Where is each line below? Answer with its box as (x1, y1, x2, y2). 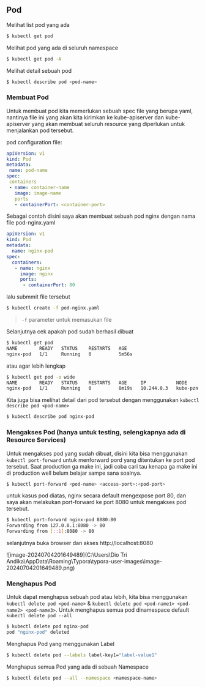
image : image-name (14, 190, 62, 196)
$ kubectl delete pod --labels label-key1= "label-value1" (6, 652, 157, 658)
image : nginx (20, 270, 53, 277)
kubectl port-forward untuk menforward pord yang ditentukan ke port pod (6, 456, 195, 464)
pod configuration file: (6, 138, 62, 146)
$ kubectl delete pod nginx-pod (6, 623, 89, 629)
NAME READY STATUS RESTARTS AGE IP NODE (6, 379, 188, 386)
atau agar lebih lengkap (6, 362, 66, 369)
